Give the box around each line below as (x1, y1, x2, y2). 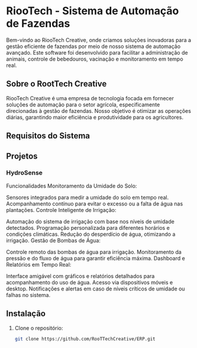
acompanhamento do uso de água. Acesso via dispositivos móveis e (6, 279, 173, 286)
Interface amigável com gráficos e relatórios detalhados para (6, 272, 155, 280)
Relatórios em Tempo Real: (6, 261, 72, 268)
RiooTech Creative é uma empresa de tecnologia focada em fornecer (6, 94, 175, 102)
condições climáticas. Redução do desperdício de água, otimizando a (6, 230, 176, 238)
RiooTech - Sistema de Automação (6, 4, 179, 18)
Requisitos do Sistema (6, 131, 91, 141)
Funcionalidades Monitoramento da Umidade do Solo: (6, 182, 137, 189)
